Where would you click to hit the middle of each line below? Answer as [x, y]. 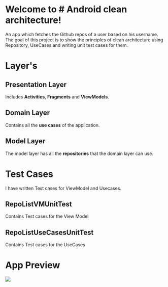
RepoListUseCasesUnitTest [49, 232]
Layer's [21, 66]
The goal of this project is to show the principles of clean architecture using [84, 40]
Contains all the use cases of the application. [53, 125]
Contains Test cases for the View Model [47, 216]
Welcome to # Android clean [66, 9]
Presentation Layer [36, 84]
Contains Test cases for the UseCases [45, 245]
